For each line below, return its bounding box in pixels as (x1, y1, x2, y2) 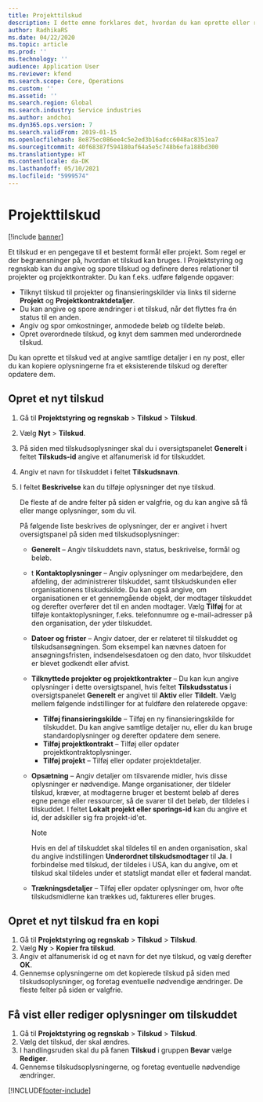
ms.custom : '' (8, 84, 55, 93)
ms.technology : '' (8, 56, 68, 64)
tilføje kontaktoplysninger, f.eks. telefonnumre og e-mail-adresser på (31, 610, 253, 619)
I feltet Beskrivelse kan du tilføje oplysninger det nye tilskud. (19, 482, 216, 492)
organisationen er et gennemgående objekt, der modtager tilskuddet (31, 593, 252, 602)
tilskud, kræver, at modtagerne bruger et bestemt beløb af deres (31, 787, 240, 797)
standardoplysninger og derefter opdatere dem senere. (42, 730, 221, 740)
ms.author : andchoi (8, 114, 72, 122)
